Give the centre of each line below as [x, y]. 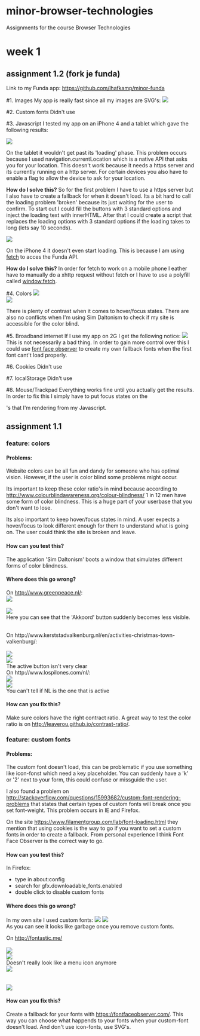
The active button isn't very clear [47, 666]
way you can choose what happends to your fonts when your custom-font [97, 1020]
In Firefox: [19, 868]
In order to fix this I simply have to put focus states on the [77, 396]
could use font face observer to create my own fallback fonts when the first [99, 348]
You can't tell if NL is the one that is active [58, 691]
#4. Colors [19, 293]
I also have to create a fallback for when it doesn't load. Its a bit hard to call [99, 196]
